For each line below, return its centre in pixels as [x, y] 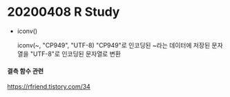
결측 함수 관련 [25, 71]
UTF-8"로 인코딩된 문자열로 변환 [77, 54]
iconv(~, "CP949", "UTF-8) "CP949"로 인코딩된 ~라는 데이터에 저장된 [114, 45]
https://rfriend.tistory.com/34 [49, 87]
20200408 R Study [64, 12]
